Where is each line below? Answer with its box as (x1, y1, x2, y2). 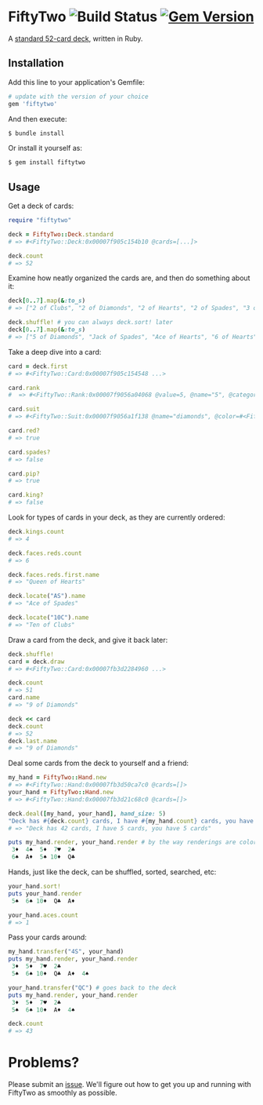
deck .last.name (8, 737, 58, 745)
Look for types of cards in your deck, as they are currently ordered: (8, 512, 225, 522)
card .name (8, 694, 41, 702)
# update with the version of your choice (8, 93, 149, 100)
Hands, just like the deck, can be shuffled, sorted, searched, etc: (8, 867, 217, 877)
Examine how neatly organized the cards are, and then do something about (8, 273, 250, 283)
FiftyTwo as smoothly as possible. (8, 1088, 117, 1098)
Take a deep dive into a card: (8, 347, 102, 356)
